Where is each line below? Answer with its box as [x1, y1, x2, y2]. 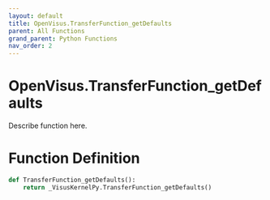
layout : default [8, 11, 63, 20]
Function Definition [8, 149, 140, 168]
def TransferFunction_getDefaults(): [8, 176, 136, 184]
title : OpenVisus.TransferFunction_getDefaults [8, 19, 173, 28]
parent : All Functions [8, 27, 85, 35]
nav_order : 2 [8, 42, 53, 50]
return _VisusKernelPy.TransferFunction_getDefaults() [23, 183, 212, 191]
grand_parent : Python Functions [8, 34, 118, 43]
